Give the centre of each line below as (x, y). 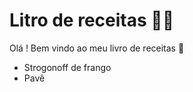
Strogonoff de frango (67, 67)
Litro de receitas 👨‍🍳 (92, 20)
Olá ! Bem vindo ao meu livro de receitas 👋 (97, 48)
